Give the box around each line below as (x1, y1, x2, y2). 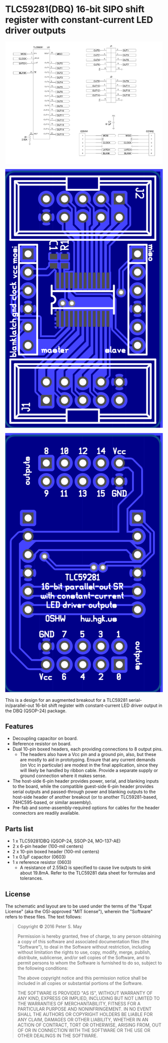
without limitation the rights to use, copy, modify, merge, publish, (17, 949, 151, 955)
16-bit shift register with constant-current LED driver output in (35, 702, 162, 708)
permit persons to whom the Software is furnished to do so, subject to (17, 960, 162, 966)
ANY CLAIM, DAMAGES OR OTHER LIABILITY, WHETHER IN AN (17, 1016, 148, 1022)
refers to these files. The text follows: (5, 914, 82, 920)
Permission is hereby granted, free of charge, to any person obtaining (17, 933, 161, 939)
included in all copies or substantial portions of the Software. (17, 980, 143, 986)
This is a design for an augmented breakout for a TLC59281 (5, 697, 128, 703)
